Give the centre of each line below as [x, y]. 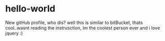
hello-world [30, 9]
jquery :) [14, 33]
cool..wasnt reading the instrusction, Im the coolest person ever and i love [83, 27]
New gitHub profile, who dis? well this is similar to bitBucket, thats [74, 22]
